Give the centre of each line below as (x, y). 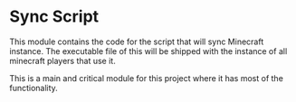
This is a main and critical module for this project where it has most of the (146, 78)
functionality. (34, 88)
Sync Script (54, 17)
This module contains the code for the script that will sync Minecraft (137, 42)
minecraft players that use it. (62, 60)
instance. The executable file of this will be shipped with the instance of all (148, 51)
